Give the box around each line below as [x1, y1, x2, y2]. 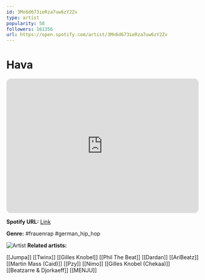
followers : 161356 [6, 26, 53, 32]
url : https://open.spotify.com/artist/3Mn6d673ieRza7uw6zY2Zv [6, 32, 168, 38]
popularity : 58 [6, 20, 45, 26]
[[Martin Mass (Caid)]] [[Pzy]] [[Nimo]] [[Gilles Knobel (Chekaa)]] [6, 260, 170, 268]
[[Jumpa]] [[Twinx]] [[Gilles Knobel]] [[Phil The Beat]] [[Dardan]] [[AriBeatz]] [6, 254, 199, 261]
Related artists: [27, 242, 67, 249]
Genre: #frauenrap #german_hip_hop [6, 230, 101, 237]
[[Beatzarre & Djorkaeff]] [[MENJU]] [6, 267, 97, 274]
